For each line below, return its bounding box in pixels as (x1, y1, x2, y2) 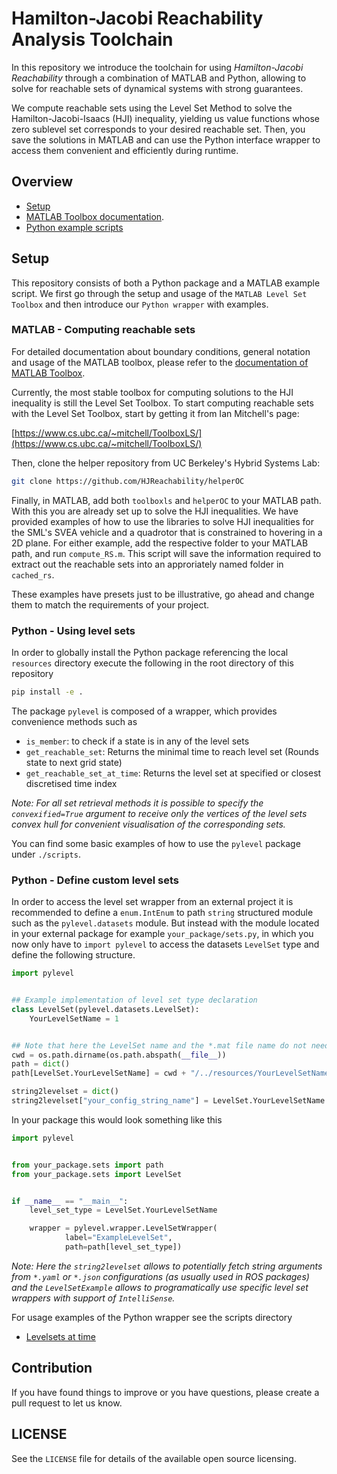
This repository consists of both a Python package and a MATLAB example (11, 277, 321, 289)
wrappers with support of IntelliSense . (11, 1292, 176, 1304)
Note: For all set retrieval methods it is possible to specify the (11, 797, 264, 809)
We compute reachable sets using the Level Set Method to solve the (11, 102, 293, 114)
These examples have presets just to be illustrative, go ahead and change (11, 588, 315, 600)
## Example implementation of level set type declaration (11, 995, 258, 1006)
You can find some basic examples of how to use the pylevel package (11, 837, 301, 849)
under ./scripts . (11, 848, 81, 860)
